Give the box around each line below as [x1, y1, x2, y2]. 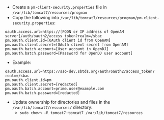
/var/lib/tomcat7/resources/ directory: [12, 104, 93, 110]
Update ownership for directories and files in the [12, 99, 110, 105]
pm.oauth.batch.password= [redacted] [5, 90, 80, 95]
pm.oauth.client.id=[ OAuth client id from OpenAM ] [5, 38, 111, 43]
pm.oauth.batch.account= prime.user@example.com [5, 86, 105, 91]
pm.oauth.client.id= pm [5, 78, 52, 83]
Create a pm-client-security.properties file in [12, 4, 107, 10]
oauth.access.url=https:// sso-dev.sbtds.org [5, 69, 98, 74]
